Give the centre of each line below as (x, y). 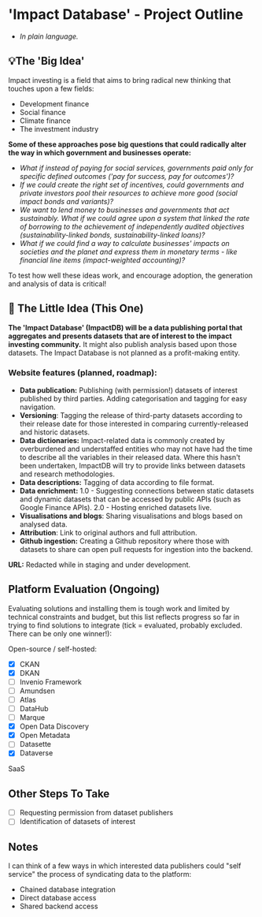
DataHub (34, 708)
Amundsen (37, 691)
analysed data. (44, 524)
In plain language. (49, 36)
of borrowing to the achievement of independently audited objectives (132, 226)
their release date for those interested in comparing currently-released (134, 423)
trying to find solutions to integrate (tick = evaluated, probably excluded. (125, 625)
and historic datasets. (55, 432)
